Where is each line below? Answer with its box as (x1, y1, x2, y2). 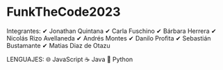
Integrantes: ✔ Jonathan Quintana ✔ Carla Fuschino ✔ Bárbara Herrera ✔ (6, 27, 217, 35)
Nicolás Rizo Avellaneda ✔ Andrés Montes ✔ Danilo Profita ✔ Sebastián (6, 34, 211, 42)
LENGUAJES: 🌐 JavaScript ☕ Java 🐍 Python (6, 55, 133, 63)
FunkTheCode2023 (6, 4, 121, 20)
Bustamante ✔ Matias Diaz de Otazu (6, 41, 110, 49)
